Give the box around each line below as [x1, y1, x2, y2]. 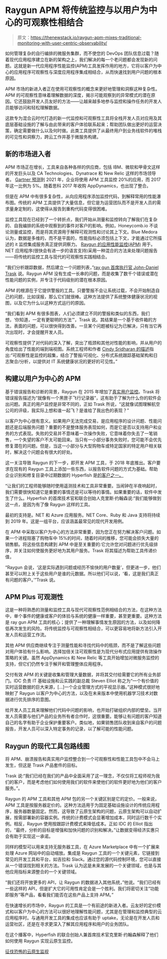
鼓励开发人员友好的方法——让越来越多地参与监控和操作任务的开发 [22, 98, 158, 104]
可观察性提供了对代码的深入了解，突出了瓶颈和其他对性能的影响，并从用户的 [5, 339, 162, 345]
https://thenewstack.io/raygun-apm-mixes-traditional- [30, 34, 142, 40]
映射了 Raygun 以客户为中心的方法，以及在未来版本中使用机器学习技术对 [5, 690, 154, 696]
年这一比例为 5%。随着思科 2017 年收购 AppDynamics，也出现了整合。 [5, 182, 151, 188]
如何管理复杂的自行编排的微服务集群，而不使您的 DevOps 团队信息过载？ [5, 50, 155, 56]
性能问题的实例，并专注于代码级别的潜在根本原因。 [5, 277, 110, 283]
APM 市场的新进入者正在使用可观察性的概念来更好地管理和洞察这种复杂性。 [5, 86, 160, 92]
